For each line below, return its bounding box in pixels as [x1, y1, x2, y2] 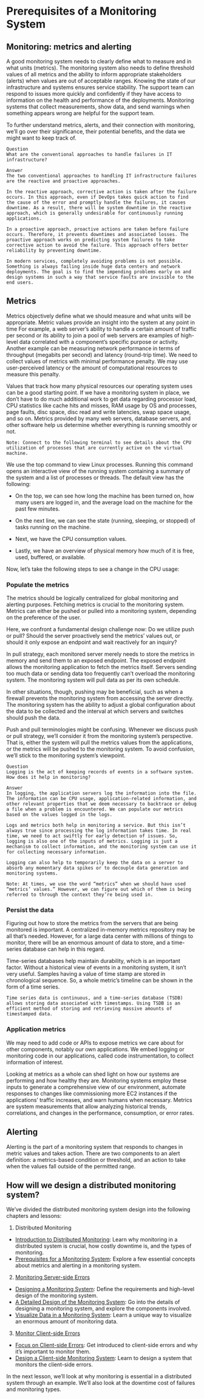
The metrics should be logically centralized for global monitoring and [6, 595, 179, 602]
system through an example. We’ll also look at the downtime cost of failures [6, 1379, 195, 1387]
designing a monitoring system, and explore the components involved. [15, 1305, 191, 1312]
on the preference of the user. [6, 614, 81, 621]
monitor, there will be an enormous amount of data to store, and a [6, 939, 171, 946]
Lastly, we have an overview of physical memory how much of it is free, [15, 547, 194, 554]
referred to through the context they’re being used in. [6, 892, 154, 898]
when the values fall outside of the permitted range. [6, 1162, 136, 1170]
